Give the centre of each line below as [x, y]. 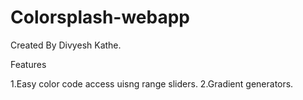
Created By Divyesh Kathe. [66, 45]
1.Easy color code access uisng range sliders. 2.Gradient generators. [152, 83]
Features [28, 64]
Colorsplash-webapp [100, 17]
